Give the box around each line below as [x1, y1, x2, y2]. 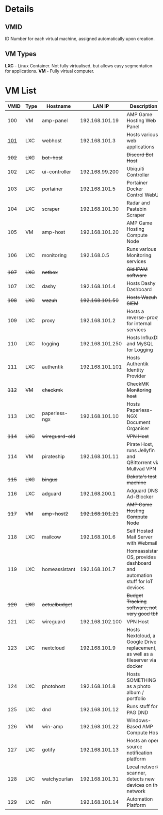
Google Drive [126, 638, 157, 645]
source [126, 743, 143, 750]
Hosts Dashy [126, 279, 156, 286]
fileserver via [126, 656, 157, 663]
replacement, [126, 644, 157, 651]
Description [130, 102, 158, 109]
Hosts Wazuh [126, 294, 157, 300]
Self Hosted [126, 527, 154, 534]
